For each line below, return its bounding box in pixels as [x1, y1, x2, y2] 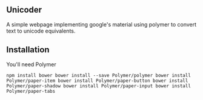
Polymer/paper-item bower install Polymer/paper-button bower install [6, 78, 188, 84]
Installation [6, 45, 50, 55]
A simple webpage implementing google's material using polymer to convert [6, 20, 197, 28]
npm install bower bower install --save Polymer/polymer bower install [6, 72, 191, 78]
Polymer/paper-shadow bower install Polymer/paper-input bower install [6, 83, 191, 89]
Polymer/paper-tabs [6, 88, 56, 94]
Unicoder [6, 5, 42, 15]
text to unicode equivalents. [6, 27, 76, 34]
